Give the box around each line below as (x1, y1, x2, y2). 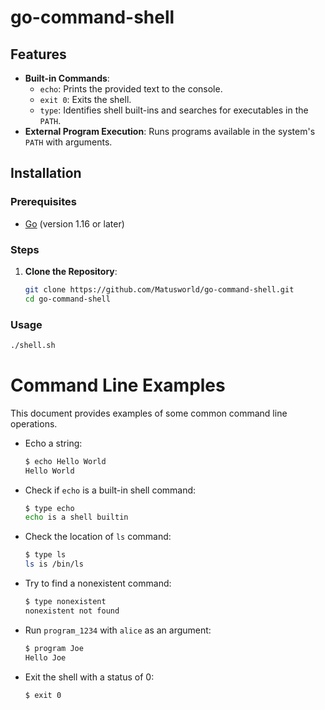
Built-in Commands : (24, 72, 110, 84)
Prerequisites (10, 195, 77, 209)
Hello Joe (24, 652, 67, 663)
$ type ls (24, 550, 67, 560)
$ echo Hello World (24, 456, 107, 466)
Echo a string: (24, 437, 83, 449)
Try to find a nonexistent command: (24, 577, 172, 590)
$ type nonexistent (24, 597, 107, 607)
